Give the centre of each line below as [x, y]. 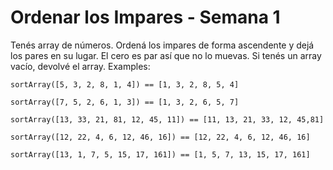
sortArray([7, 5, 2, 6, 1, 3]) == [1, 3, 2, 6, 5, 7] [125, 102]
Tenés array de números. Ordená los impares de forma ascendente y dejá [162, 45]
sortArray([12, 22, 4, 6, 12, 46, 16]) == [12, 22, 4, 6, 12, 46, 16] [160, 137]
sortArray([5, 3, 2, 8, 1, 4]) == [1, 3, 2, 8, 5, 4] [125, 84]
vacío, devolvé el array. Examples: [80, 66]
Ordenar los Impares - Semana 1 [145, 17]
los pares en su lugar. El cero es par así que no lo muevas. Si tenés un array [166, 55]
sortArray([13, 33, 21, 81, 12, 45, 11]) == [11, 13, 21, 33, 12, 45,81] [167, 119]
